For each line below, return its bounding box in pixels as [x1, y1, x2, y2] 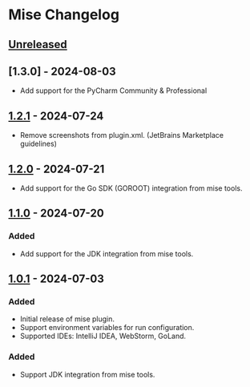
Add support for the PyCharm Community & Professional [19, 86, 208, 95]
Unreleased [8, 38, 68, 51]
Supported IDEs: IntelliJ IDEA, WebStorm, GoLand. [19, 331, 187, 341]
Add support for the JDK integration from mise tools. [19, 248, 194, 258]
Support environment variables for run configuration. [19, 323, 195, 333]
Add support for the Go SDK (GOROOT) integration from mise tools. [19, 183, 243, 193]
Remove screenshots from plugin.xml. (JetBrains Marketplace [19, 131, 224, 140]
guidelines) [19, 139, 58, 149]
